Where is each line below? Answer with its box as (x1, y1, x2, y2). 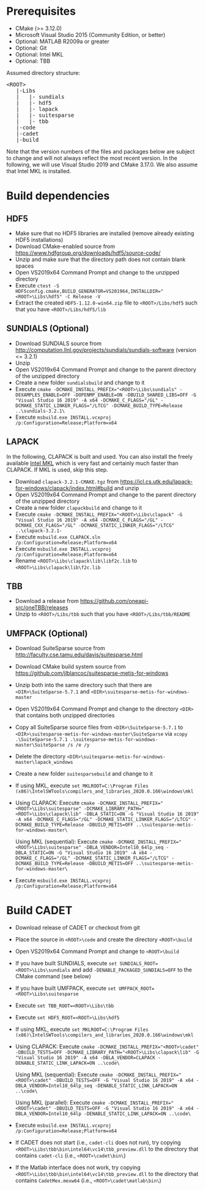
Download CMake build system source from (15, 663, 126, 671)
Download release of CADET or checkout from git (15, 924, 140, 931)
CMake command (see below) (15, 973, 92, 980)
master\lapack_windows (15, 760, 73, 766)
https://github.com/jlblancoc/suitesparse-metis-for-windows (15, 669, 169, 677)
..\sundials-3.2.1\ (15, 408, 65, 414)
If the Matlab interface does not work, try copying (15, 1164, 141, 1171)
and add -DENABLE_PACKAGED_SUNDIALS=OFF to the (71, 966, 193, 974)
